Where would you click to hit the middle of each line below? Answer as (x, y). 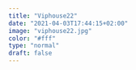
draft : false (30, 53)
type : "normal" (34, 46)
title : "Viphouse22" (43, 16)
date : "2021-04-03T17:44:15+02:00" (68, 23)
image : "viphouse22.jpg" (50, 31)
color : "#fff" (32, 38)
